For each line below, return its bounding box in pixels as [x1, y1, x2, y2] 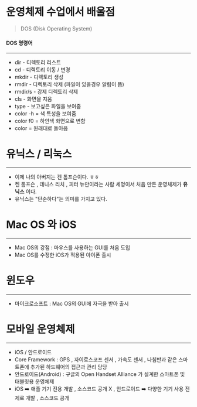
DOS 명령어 [6, 39, 33, 46]
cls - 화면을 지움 [14, 95, 53, 102]
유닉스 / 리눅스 [6, 148, 72, 161]
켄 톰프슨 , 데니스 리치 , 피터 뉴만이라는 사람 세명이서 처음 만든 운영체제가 [14, 181, 182, 188]
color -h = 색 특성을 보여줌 [14, 110, 77, 117]
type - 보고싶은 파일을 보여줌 [14, 103, 81, 110]
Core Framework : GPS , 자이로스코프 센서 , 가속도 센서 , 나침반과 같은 [14, 355, 178, 363]
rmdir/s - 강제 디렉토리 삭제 [14, 88, 78, 95]
